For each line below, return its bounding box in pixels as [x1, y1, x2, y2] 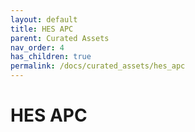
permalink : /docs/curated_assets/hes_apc [10, 61, 186, 71]
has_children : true [10, 52, 92, 62]
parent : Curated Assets [10, 33, 110, 43]
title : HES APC [10, 24, 74, 34]
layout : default [10, 14, 78, 25]
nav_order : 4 [10, 42, 65, 53]
